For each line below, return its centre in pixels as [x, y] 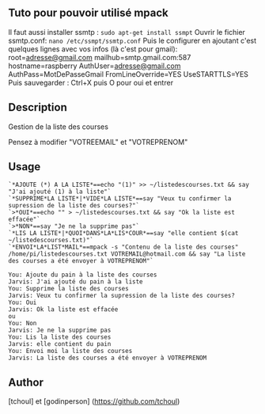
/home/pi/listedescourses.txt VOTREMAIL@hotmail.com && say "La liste [127, 254]
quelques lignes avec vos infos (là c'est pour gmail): [93, 49]
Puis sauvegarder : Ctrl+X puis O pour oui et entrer [91, 82]
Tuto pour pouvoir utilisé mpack [88, 13]
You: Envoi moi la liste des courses [70, 351]
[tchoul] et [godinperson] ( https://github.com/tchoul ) [94, 401]
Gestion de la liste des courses [59, 127]
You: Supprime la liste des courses [68, 289]
